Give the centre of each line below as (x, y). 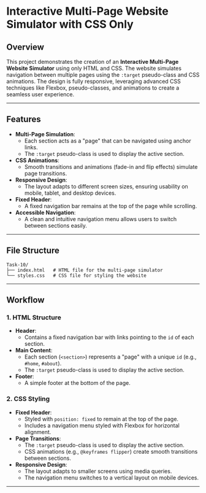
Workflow (25, 300)
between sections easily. (56, 225)
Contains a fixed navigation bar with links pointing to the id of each (109, 337)
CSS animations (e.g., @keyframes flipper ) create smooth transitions (111, 451)
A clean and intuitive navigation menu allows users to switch (101, 219)
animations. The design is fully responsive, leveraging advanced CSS (93, 81)
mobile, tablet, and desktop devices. (70, 193)
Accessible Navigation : (45, 212)
